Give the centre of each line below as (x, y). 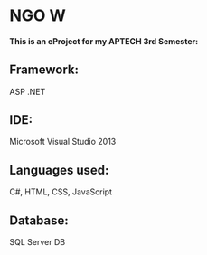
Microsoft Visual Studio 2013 (63, 142)
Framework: (44, 70)
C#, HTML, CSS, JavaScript (61, 192)
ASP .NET (28, 91)
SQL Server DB (38, 242)
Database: (39, 220)
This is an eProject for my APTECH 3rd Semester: (104, 41)
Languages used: (59, 170)
